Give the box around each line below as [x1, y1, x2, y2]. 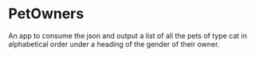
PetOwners [8, 5, 84, 23]
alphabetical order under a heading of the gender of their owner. [8, 39, 220, 48]
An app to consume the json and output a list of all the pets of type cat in [8, 31, 248, 40]
